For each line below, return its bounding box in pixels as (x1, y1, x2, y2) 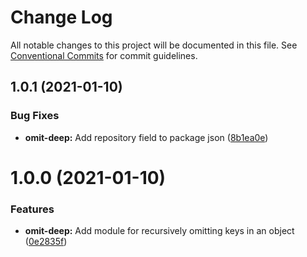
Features (10, 202, 55, 216)
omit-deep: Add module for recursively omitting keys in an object (24, 225, 295, 237)
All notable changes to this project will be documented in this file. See (10, 39, 298, 51)
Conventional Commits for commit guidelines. (10, 49, 198, 61)
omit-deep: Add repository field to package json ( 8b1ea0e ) (24, 131, 269, 143)
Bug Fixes (10, 109, 60, 123)
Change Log (10, 6, 113, 29)
